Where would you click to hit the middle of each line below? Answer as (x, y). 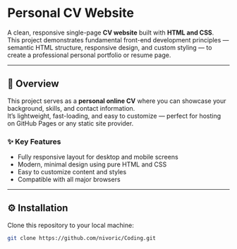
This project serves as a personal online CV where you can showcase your (117, 101)
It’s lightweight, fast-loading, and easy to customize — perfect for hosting (114, 116)
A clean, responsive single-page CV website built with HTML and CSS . (111, 32)
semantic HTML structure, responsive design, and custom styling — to (110, 47)
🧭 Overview (33, 84)
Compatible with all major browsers (69, 180)
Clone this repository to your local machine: (71, 225)
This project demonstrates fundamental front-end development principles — (118, 40)
